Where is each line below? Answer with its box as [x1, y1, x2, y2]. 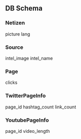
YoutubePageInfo [5, 117, 49, 124]
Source [5, 43, 24, 50]
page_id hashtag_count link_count [5, 104, 76, 110]
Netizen [5, 19, 25, 26]
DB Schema [5, 4, 43, 13]
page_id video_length [5, 128, 50, 134]
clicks [5, 79, 18, 86]
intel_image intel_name [5, 55, 53, 61]
